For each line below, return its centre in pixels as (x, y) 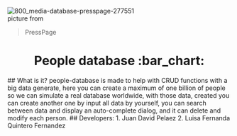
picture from (26, 18)
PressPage (40, 32)
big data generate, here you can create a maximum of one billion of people (116, 88)
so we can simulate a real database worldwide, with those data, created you (118, 95)
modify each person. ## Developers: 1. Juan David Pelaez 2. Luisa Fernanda (119, 118)
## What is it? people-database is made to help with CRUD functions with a (117, 80)
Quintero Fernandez (37, 125)
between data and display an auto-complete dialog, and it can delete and (114, 110)
